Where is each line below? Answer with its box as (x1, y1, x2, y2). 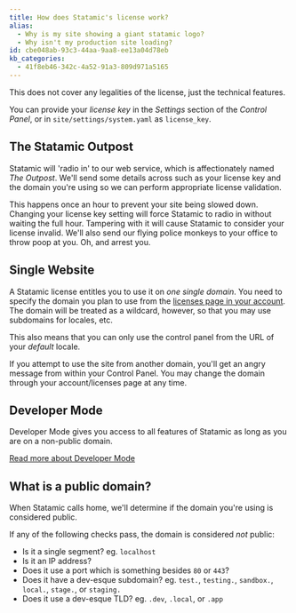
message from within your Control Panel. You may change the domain (9, 368, 265, 378)
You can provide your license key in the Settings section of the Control (9, 104, 268, 115)
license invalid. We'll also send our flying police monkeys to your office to (9, 227, 278, 238)
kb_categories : (9, 54, 66, 63)
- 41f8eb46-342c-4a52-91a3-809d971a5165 (17, 63, 169, 72)
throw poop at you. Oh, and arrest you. (9, 236, 151, 247)
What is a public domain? (9, 479, 152, 494)
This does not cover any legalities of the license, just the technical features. (9, 86, 286, 98)
